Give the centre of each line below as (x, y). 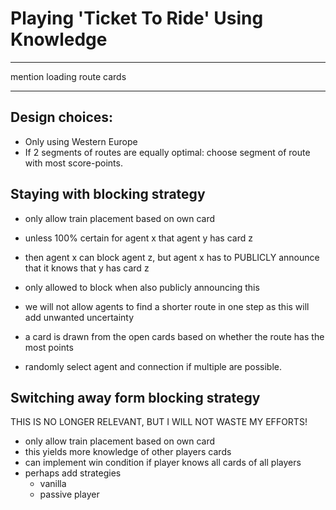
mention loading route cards (68, 76)
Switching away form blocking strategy (135, 397)
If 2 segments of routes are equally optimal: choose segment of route (167, 152)
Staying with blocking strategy (108, 194)
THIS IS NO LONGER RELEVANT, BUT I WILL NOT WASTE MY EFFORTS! (159, 422)
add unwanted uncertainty (79, 317)
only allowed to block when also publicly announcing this (142, 287)
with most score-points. (73, 163)
